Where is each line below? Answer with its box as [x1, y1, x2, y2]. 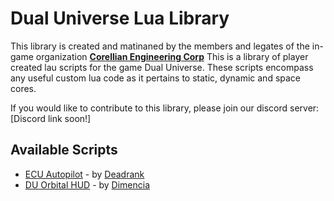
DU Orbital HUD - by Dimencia [24, 178, 151, 191]
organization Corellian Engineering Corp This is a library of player [35, 50, 309, 62]
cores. [10, 82, 37, 94]
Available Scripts [10, 142, 118, 159]
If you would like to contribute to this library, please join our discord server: [10, 102, 320, 114]
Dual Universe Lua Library [10, 7, 230, 30]
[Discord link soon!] [10, 112, 92, 124]
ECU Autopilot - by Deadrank [24, 168, 145, 180]
